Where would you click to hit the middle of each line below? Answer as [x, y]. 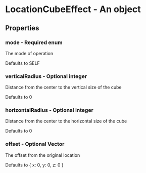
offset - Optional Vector [35, 144]
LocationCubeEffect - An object [73, 9]
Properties [22, 28]
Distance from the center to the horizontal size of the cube [66, 121]
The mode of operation [29, 53]
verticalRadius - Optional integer [46, 76]
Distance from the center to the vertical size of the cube [63, 88]
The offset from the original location [43, 155]
